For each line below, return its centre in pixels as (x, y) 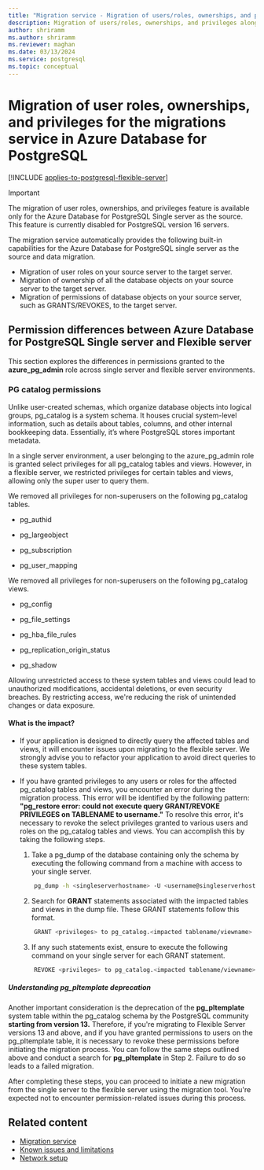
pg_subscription (46, 550)
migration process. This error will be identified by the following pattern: (134, 798)
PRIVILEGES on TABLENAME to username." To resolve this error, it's (131, 814)
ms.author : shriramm (42, 37)
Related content (48, 1122)
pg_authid (36, 519)
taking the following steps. (62, 839)
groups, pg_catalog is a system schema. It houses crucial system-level (123, 415)
